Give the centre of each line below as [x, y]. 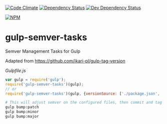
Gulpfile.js [15, 70]
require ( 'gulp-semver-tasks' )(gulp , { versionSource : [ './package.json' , [82, 94]
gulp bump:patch [22, 107]
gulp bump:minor [22, 112]
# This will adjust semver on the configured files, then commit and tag [84, 103]
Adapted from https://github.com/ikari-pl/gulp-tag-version [65, 61]
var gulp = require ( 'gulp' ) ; [35, 80]
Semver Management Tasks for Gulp [43, 51]
